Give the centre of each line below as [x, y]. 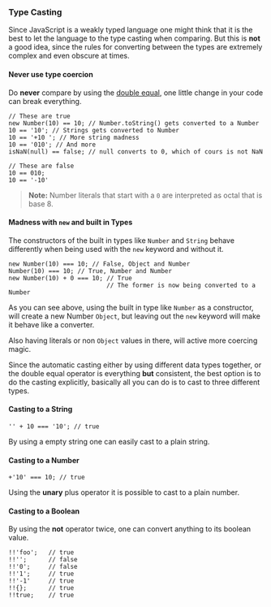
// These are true [39, 116]
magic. [20, 349]
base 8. [41, 204]
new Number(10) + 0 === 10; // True [70, 278]
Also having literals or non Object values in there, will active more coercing [133, 340]
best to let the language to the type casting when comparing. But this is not [135, 38]
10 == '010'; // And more [52, 145]
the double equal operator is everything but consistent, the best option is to [135, 373]
